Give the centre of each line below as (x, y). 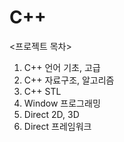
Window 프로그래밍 (62, 103)
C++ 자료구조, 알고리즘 (69, 80)
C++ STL (42, 91)
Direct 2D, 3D (51, 114)
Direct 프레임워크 (57, 126)
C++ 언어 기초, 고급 (62, 67)
